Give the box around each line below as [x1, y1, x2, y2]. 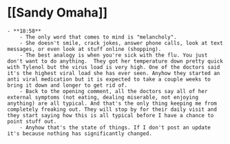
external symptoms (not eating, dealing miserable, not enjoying [7, 94, 198, 101]
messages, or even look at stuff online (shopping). [7, 45, 162, 52]
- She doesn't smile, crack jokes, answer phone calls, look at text [19, 39, 224, 46]
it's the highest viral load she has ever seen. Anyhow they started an [7, 70, 220, 76]
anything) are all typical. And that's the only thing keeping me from [7, 100, 217, 107]
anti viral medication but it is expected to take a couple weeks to [7, 76, 211, 83]
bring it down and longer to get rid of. [7, 81, 128, 89]
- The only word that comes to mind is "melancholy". [19, 33, 177, 41]
